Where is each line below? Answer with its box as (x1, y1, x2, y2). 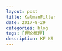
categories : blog (6, 25, 49, 31)
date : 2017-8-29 (6, 19, 46, 25)
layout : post (6, 8, 38, 15)
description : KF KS (6, 36, 54, 42)
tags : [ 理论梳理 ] (6, 30, 45, 36)
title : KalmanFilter (6, 14, 57, 20)
